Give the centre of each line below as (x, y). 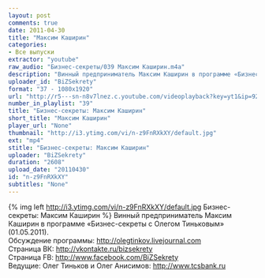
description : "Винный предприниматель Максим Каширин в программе (119, 74)
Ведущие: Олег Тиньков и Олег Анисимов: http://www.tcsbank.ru (117, 265)
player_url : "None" (40, 126)
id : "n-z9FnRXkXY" (38, 177)
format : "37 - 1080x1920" (50, 89)
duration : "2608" (37, 163)
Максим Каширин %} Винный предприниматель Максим (136, 215)
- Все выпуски (32, 52)
